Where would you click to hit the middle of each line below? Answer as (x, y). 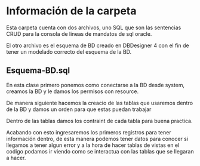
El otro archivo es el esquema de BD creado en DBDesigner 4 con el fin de (98, 45)
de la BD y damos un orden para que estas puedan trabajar (79, 109)
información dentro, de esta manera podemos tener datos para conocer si (97, 139)
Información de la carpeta (71, 11)
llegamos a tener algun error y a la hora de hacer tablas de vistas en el (93, 145)
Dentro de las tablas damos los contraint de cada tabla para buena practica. (99, 121)
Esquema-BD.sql (38, 71)
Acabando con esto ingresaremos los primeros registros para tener (89, 132)
